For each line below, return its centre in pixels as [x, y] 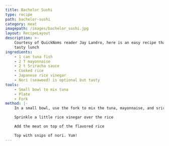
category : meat [21, 24]
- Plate [22, 94]
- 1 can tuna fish [33, 57]
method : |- [17, 104]
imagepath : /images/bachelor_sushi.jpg [47, 29]
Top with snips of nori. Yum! [46, 135]
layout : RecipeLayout [28, 33]
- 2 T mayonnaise [32, 61]
